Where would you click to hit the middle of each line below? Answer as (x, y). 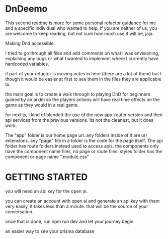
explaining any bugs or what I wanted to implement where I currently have (82, 58)
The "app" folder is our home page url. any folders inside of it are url (76, 135)
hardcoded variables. (27, 64)
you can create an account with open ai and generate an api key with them (82, 201)
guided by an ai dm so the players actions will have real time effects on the (82, 100)
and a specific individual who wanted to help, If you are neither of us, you (81, 28)
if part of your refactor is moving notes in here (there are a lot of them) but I (83, 73)
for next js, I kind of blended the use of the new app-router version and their (84, 115)
